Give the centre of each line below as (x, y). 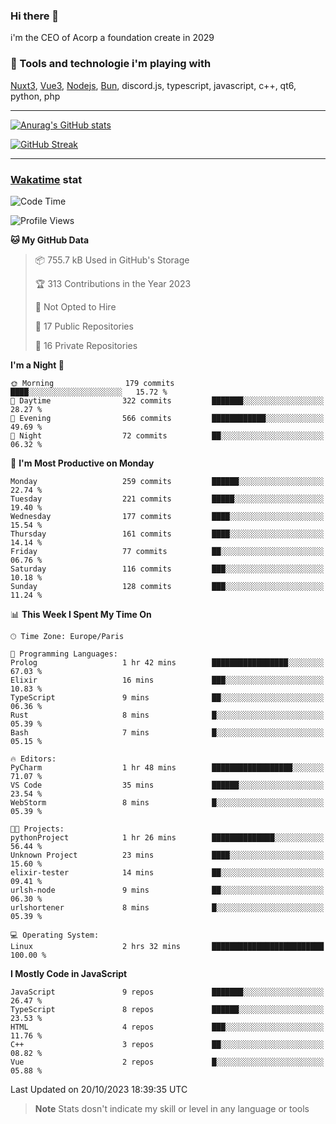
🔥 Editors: (33, 759)
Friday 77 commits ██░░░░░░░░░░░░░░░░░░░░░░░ (167, 551)
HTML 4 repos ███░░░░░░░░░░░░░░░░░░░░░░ (167, 1027)
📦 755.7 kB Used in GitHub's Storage (112, 260)
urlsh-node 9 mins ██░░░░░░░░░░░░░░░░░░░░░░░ (167, 890)
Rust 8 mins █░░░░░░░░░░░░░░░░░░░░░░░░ (167, 715)
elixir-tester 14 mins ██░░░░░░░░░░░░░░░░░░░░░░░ (167, 872)
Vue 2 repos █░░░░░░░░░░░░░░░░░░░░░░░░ (167, 1062)
